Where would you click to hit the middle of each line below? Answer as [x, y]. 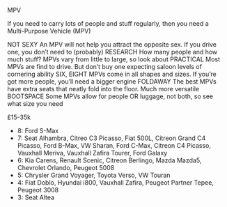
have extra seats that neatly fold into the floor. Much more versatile [103, 89]
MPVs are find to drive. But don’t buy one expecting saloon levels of [104, 67]
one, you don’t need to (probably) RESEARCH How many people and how [112, 52]
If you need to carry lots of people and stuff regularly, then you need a [108, 23]
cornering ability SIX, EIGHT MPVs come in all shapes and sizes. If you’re [112, 74]
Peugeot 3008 [38, 190]
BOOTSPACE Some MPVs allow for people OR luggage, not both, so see [110, 96]
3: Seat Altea [36, 197]
